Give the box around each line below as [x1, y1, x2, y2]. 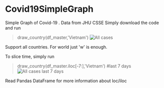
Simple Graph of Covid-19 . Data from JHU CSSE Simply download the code [5, 20, 159, 26]
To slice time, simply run [5, 53, 55, 59]
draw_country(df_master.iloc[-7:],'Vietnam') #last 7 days [17, 63, 131, 69]
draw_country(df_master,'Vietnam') [17, 34, 89, 40]
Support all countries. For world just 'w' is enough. [5, 44, 107, 50]
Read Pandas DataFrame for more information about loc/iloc [5, 78, 127, 84]
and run [5, 25, 21, 30]
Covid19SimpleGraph [5, 3, 94, 15]
